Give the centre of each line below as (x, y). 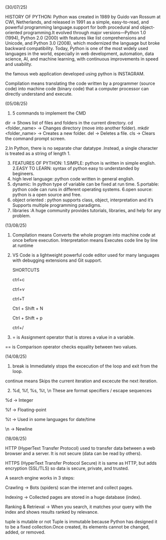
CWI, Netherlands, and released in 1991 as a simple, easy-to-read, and (77, 22)
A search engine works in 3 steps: (40, 478)
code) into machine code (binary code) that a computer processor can (77, 89)
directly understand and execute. (39, 94)
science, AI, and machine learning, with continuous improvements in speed (82, 59)
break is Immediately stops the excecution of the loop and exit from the (85, 366)
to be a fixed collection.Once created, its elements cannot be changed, (77, 527)
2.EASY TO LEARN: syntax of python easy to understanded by (76, 168)
